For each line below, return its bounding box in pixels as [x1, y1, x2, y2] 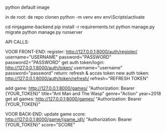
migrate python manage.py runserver [5, 29, 83, 35]
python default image [5, 5, 50, 10]
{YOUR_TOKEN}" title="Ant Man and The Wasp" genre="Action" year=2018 [5, 91, 161, 96]
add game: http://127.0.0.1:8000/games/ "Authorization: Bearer [5, 85, 135, 91]
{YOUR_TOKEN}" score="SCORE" [5, 122, 76, 127]
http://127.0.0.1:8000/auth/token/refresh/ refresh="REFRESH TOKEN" [5, 76, 149, 81]
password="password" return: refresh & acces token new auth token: [5, 70, 150, 76]
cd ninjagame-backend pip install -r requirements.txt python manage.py [5, 24, 155, 30]
